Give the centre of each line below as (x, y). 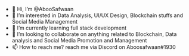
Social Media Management (44, 22)
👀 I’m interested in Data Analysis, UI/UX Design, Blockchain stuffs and (97, 15)
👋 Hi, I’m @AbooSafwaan (43, 9)
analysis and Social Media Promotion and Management (79, 40)
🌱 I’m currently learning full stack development (69, 28)
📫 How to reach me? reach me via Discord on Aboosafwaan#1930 (94, 47)
